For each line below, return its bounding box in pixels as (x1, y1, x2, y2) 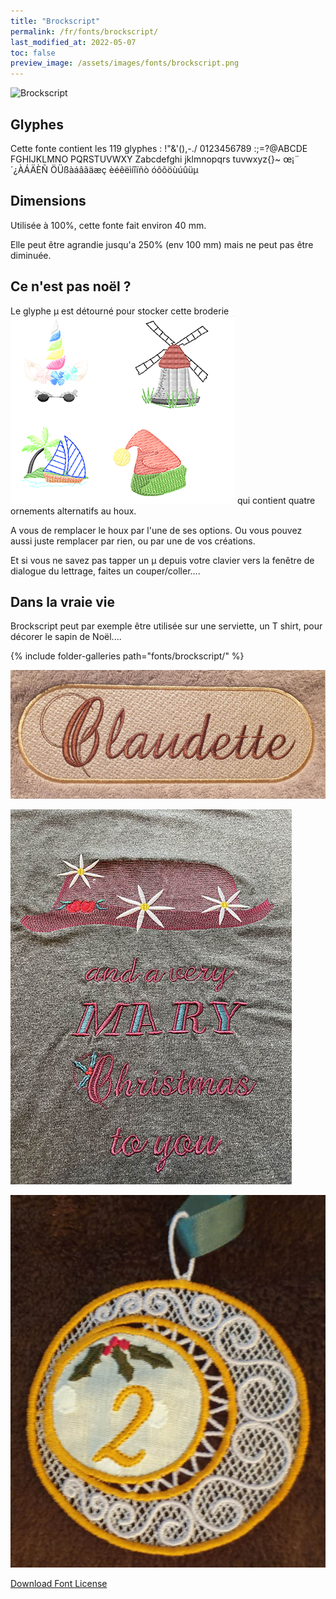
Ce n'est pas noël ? (10, 278, 132, 295)
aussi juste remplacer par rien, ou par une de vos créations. (10, 535, 256, 547)
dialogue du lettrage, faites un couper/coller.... (10, 565, 201, 577)
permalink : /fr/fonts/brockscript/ (10, 26, 159, 37)
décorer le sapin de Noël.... (10, 631, 122, 643)
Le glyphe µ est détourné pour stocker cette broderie (10, 305, 230, 317)
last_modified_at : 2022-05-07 (10, 37, 137, 47)
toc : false (10, 48, 56, 58)
